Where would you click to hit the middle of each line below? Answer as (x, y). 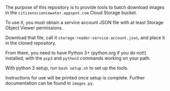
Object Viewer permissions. (34, 28)
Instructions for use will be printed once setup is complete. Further (75, 78)
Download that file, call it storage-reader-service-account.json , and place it (85, 38)
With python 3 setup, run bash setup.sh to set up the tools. (67, 68)
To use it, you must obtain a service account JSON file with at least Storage (84, 22)
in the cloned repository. (31, 43)
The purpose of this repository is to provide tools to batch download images (85, 7)
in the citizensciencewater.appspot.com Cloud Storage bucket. (71, 13)
